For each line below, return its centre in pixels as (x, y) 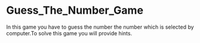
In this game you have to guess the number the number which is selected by (100, 27)
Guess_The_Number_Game (75, 10)
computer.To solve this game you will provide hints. (69, 33)
